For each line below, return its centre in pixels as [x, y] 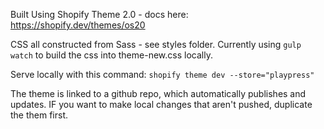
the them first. [39, 115]
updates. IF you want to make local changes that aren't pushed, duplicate [161, 104]
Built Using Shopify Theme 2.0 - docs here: [99, 14]
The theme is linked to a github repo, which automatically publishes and [158, 93]
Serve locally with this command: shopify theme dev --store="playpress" [162, 74]
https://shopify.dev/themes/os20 [78, 25]
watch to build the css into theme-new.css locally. [111, 55]
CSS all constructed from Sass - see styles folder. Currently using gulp [156, 44]
